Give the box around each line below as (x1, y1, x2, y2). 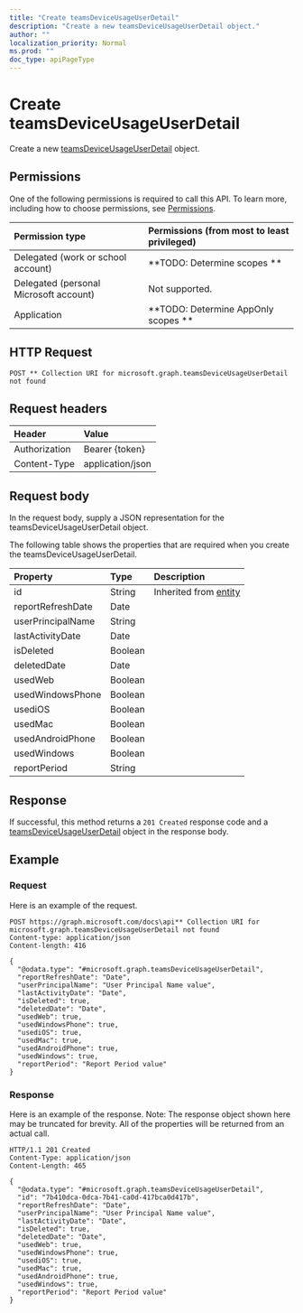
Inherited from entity (153, 586, 241, 599)
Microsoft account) (14, 288, 96, 301)
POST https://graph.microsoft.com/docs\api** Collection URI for (9, 917, 260, 927)
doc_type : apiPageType (9, 55, 95, 64)
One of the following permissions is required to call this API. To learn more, (9, 193, 288, 204)
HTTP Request (9, 345, 93, 360)
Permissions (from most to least (148, 224, 289, 237)
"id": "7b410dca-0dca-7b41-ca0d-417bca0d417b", (17, 1193, 200, 1202)
